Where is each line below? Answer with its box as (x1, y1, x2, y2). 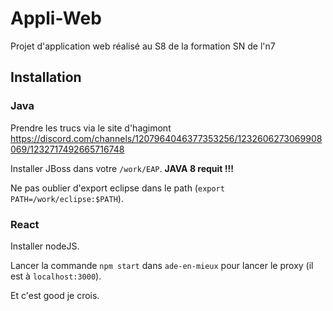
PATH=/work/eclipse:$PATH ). (10, 192, 124, 204)
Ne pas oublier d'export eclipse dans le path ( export (10, 182, 225, 194)
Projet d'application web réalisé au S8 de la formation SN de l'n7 (10, 40, 276, 52)
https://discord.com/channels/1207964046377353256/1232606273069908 (10, 132, 323, 144)
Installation (10, 69, 82, 86)
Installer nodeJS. (10, 240, 80, 252)
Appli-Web (10, 7, 102, 30)
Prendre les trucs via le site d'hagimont (10, 122, 172, 134)
